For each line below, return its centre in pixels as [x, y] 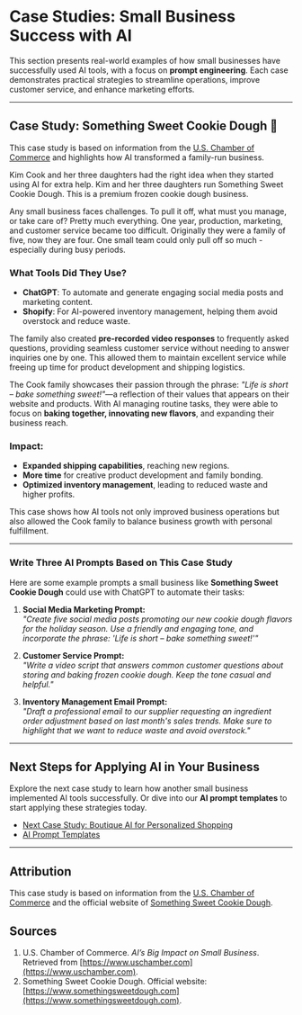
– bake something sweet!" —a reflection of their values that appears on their [150, 394]
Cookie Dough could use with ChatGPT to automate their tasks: [127, 592]
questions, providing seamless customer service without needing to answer [149, 348]
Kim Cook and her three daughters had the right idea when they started [142, 175]
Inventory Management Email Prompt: [95, 701]
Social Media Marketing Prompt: [84, 609]
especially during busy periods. [67, 249]
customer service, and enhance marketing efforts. [102, 89]
